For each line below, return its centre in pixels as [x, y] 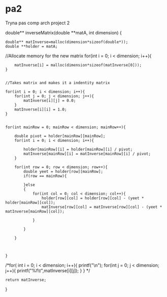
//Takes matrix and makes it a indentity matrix [58, 83]
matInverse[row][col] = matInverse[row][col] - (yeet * [102, 207]
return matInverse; [26, 280]
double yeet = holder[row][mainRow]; [63, 171]
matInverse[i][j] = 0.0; [50, 100]
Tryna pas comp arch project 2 [38, 23]
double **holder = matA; [31, 46]
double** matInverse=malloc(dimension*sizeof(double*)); [67, 42]
